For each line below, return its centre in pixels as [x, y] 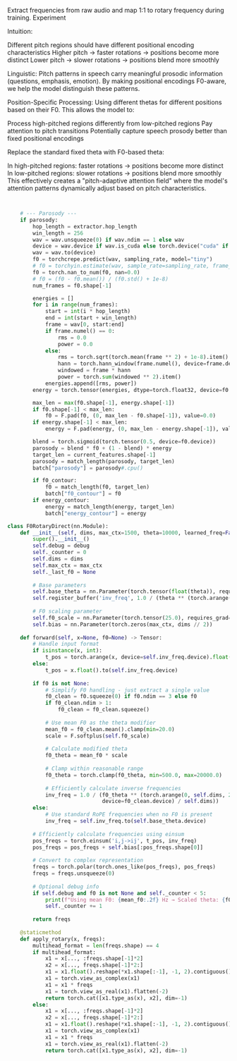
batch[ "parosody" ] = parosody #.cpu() [88, 468]
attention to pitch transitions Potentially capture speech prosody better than [117, 131]
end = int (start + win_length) [91, 318]
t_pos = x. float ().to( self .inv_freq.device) [111, 670]
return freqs [52, 919]
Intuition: [20, 31]
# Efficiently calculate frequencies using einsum [109, 834]
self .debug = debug [61, 546]
